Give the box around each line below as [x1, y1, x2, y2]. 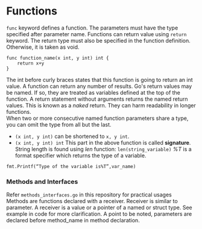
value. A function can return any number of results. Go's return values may [6, 83, 192, 90]
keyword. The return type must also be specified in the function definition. [6, 37, 191, 44]
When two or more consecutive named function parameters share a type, [6, 114, 189, 122]
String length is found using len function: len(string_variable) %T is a [14, 145, 192, 152]
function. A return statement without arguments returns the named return [6, 95, 188, 102]
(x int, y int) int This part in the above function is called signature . [14, 139, 191, 146]
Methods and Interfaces [6, 177, 78, 186]
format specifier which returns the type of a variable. [14, 152, 147, 159]
